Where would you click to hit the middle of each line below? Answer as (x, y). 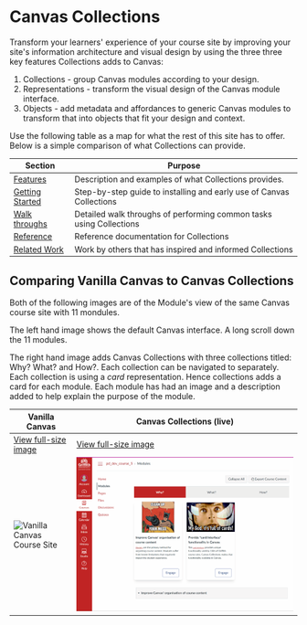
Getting (27, 191)
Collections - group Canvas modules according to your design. (141, 79)
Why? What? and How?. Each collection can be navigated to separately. (144, 367)
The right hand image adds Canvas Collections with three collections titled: (151, 357)
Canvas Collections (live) (185, 421)
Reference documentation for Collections (152, 237)
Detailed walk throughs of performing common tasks (173, 214)
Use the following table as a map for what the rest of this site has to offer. (148, 135)
